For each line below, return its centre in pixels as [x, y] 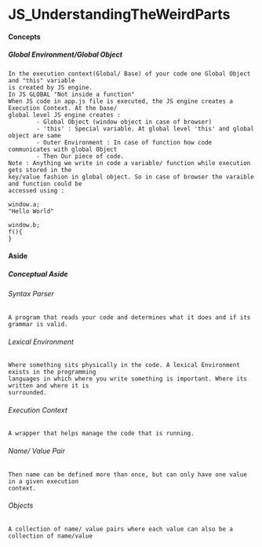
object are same [35, 135]
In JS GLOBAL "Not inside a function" [71, 94]
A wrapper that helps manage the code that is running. [101, 434]
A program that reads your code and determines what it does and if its [129, 317]
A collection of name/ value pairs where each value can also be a [121, 529]
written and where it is [49, 386]
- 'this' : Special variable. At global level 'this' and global [146, 128]
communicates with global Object [63, 149]
